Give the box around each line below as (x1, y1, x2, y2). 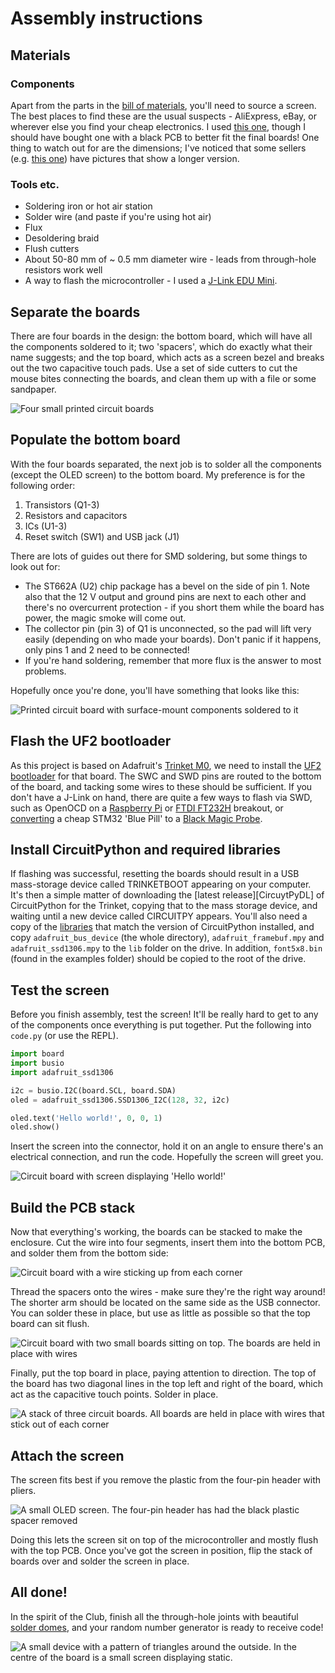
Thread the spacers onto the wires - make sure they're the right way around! (10, 1286, 326, 1298)
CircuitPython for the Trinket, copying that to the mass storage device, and (10, 900, 318, 912)
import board (10, 1049, 65, 1059)
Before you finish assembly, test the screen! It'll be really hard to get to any (10, 1008, 319, 1021)
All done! (10, 1584, 68, 1601)
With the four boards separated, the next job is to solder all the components (10, 458, 323, 470)
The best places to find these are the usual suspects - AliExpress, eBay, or (10, 110, 317, 122)
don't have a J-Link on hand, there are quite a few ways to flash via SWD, (10, 791, 313, 803)
